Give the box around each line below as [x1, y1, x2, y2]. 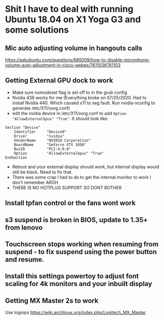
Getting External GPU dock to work [5, 76, 114, 85]
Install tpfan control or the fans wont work [5, 199, 136, 207]
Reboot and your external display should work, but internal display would [12, 164, 160, 170]
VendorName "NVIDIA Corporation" [14, 138, 91, 143]
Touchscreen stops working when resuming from [5, 240, 159, 248]
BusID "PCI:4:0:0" [14, 146, 71, 151]
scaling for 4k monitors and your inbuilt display [5, 280, 153, 288]
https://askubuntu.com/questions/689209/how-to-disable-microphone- [5, 57, 150, 62]
